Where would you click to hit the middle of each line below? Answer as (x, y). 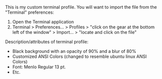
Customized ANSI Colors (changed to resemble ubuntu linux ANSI (80, 56)
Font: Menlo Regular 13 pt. (39, 67)
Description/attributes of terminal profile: (47, 42)
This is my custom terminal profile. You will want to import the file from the (81, 7)
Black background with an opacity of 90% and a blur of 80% (74, 51)
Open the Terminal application (43, 22)
